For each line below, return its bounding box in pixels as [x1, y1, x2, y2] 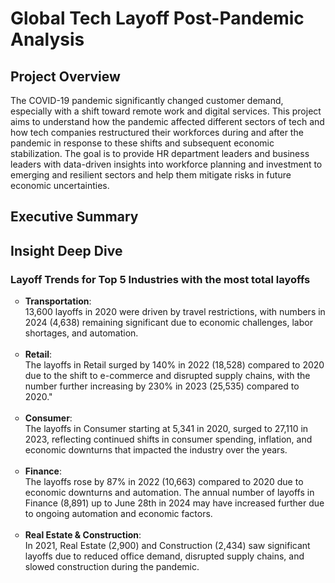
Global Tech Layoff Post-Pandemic [10, 7, 305, 30]
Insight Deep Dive [10, 242, 123, 259]
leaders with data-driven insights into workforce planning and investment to [10, 158, 323, 170]
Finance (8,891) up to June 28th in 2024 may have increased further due [24, 497, 325, 509]
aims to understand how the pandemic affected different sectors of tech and [10, 116, 325, 127]
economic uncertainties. [10, 180, 110, 191]
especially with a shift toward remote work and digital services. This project [10, 105, 322, 117]
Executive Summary [10, 208, 139, 226]
